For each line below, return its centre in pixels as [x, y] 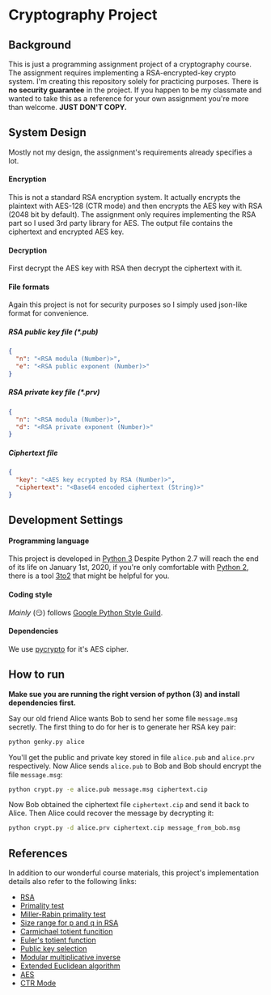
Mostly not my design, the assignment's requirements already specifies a [130, 152]
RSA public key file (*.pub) [53, 332]
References [38, 853]
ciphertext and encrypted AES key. [66, 232]
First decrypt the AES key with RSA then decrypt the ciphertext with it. [125, 268]
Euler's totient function [58, 940]
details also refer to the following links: [73, 882]
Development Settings [66, 520]
